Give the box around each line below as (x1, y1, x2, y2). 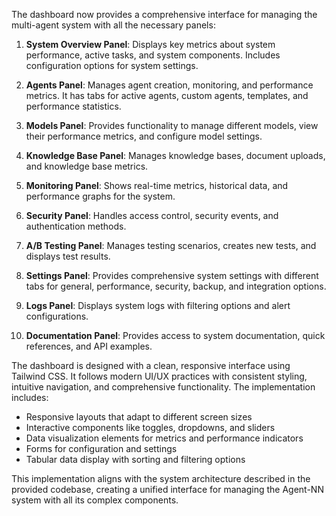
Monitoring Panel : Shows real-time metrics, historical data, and (25, 180, 289, 191)
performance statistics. (25, 100, 122, 112)
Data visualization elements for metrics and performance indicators (25, 432, 304, 444)
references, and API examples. (25, 340, 153, 352)
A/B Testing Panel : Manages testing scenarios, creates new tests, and (25, 240, 317, 251)
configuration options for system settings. (25, 60, 199, 71)
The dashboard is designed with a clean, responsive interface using (11, 360, 291, 371)
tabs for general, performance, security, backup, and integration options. (25, 280, 327, 292)
